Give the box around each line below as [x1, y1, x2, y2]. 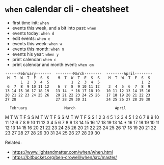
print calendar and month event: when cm [12, 62, 94, 67]
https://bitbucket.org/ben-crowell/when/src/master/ [12, 154, 117, 160]
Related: [5, 139, 22, 145]
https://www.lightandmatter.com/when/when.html [12, 149, 113, 155]
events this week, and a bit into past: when [12, 25, 97, 31]
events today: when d [12, 30, 55, 36]
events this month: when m [12, 46, 64, 52]
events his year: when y [12, 51, 59, 57]
